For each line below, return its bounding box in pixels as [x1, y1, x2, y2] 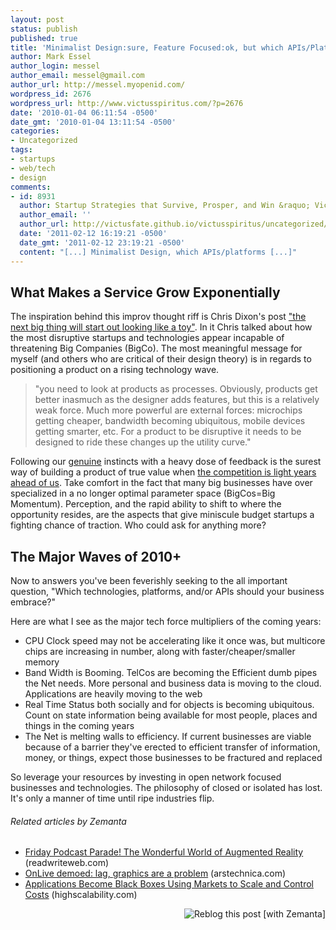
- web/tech [10, 163, 56, 173]
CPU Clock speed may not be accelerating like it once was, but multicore [24, 635, 326, 647]
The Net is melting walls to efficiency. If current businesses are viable [24, 731, 312, 743]
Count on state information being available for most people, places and [24, 709, 318, 721]
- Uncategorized [10, 136, 78, 146]
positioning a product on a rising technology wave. [10, 364, 220, 376]
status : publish [10, 24, 78, 34]
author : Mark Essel [10, 52, 92, 62]
